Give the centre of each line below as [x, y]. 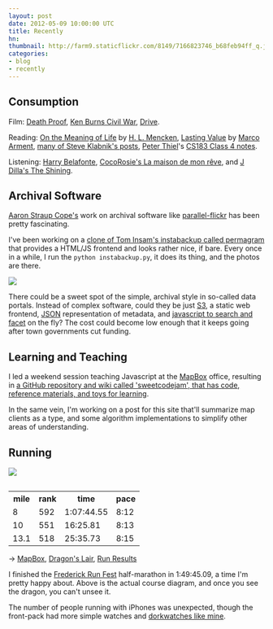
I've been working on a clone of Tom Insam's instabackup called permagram [136, 240]
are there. [25, 266]
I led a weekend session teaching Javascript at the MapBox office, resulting [135, 377]
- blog [19, 62]
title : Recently [36, 31]
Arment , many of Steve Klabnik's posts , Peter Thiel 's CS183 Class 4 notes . [133, 146]
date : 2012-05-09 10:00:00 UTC [61, 24]
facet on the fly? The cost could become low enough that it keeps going [129, 323]
